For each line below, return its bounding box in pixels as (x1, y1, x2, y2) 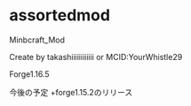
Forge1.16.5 (9, 68, 50, 79)
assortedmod (9, 5, 111, 26)
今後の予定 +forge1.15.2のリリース (9, 87, 133, 97)
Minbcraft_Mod (9, 34, 65, 45)
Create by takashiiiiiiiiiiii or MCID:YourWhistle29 (9, 51, 183, 62)
